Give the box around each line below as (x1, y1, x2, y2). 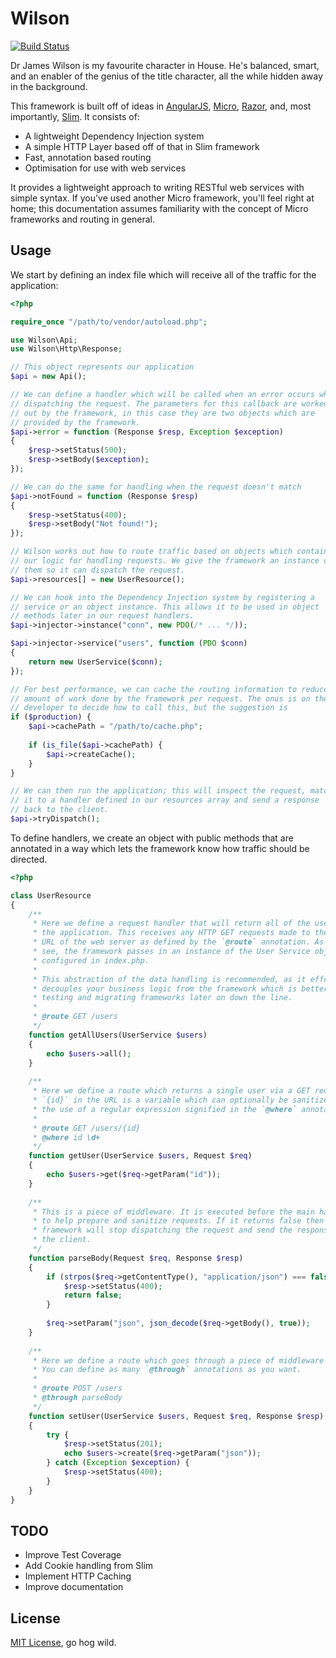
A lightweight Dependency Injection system (24, 130, 205, 142)
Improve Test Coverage (24, 1549, 122, 1561)
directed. (10, 853, 48, 865)
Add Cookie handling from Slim (24, 1560, 154, 1572)
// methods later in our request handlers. (10, 611, 195, 621)
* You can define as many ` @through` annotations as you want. (32, 1365, 302, 1375)
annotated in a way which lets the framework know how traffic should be (10, 842, 310, 854)
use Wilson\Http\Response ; (10, 344, 123, 354)
